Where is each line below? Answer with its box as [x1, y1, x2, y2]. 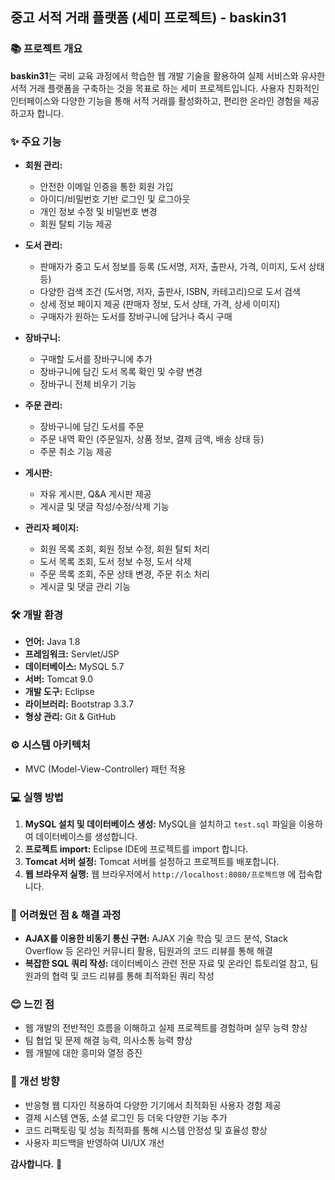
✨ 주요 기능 [10, 134, 62, 148]
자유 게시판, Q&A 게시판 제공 [39, 488, 152, 500]
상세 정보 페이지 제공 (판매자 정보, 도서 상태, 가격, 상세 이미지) [39, 298, 281, 310]
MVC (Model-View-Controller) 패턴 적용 [24, 763, 187, 775]
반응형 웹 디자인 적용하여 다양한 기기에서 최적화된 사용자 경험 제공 [24, 1099, 282, 1111]
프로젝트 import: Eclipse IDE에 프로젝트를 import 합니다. [24, 843, 249, 855]
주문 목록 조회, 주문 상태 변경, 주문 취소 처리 [39, 568, 210, 580]
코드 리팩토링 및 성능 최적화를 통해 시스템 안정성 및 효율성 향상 [24, 1124, 268, 1136]
